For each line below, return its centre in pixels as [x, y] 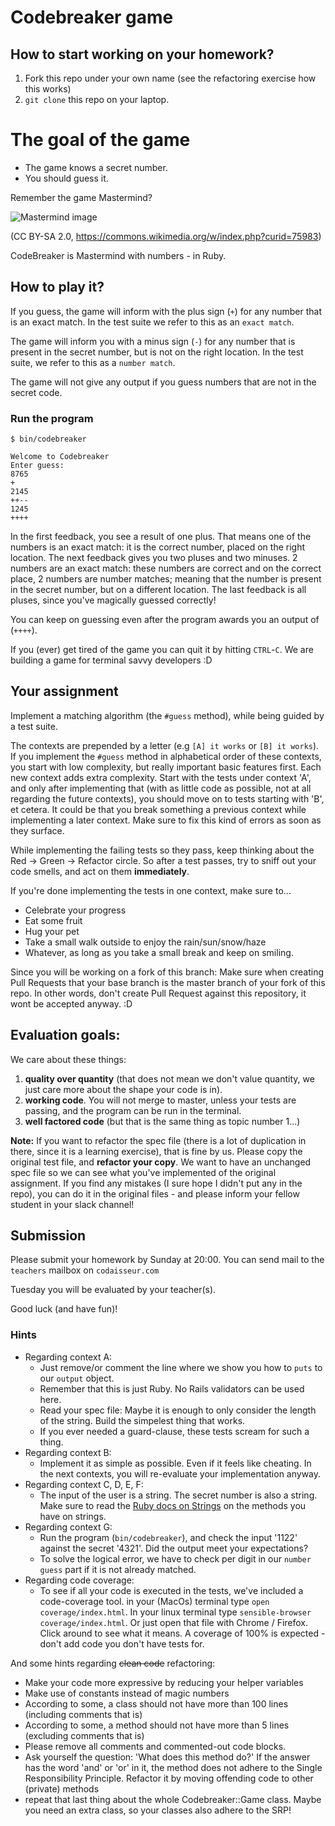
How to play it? [57, 287]
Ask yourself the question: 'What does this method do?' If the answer [167, 1757]
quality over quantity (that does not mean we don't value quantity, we [169, 1078]
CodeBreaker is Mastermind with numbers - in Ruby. [118, 255]
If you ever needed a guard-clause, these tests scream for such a [174, 1431]
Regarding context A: [68, 1357]
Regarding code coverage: [79, 1580]
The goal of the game [100, 140]
